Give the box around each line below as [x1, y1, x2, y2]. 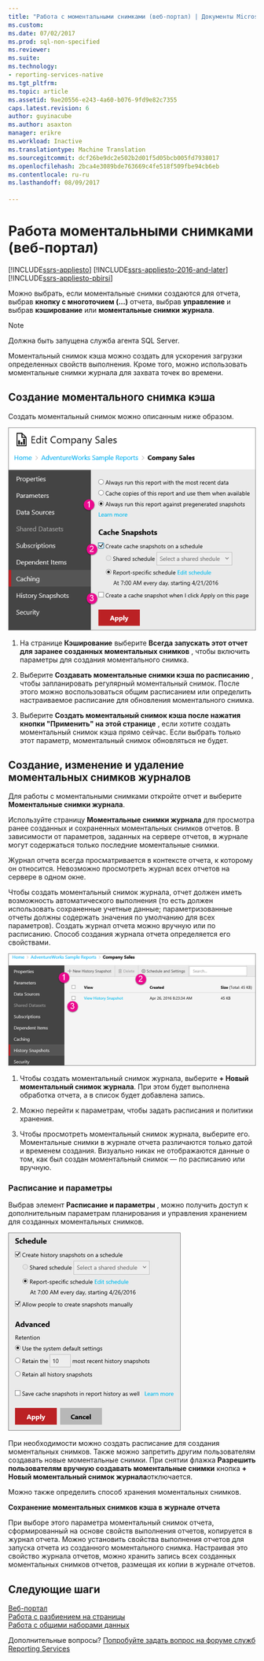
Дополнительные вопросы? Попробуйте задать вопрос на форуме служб [8, 1636, 256, 1645]
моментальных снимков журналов [8, 771, 191, 784]
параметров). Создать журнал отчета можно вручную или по [8, 921, 216, 931]
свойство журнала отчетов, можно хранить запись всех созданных [8, 1551, 236, 1561]
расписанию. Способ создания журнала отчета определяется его [8, 930, 231, 939]
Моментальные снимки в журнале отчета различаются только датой [19, 1138, 253, 1147]
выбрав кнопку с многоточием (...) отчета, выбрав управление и [8, 296, 232, 307]
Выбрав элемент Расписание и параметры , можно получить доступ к [8, 1200, 249, 1210]
